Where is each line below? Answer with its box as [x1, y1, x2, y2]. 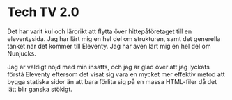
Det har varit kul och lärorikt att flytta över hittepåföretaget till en [7, 27, 192, 35]
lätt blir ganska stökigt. [7, 85, 73, 93]
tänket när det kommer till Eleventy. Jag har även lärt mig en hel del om [7, 42, 211, 50]
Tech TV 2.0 [7, 4, 79, 20]
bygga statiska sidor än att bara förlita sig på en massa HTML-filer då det [7, 77, 217, 85]
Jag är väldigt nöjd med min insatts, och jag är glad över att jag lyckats [7, 62, 210, 71]
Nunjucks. [7, 49, 36, 58]
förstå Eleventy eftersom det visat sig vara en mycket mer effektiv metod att [7, 70, 225, 78]
